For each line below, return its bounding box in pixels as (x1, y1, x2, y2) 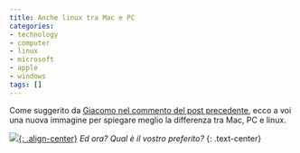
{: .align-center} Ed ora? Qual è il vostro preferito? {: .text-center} (18, 132, 262, 144)
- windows (9, 72, 47, 81)
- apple (9, 64, 39, 73)
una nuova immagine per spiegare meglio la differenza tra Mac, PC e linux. (9, 114, 286, 125)
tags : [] (9, 80, 42, 89)
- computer (9, 38, 51, 48)
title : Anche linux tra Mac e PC (9, 13, 136, 22)
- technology (9, 30, 59, 39)
